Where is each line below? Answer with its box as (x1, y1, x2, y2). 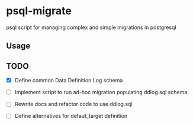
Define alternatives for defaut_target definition (14, 113, 128, 120)
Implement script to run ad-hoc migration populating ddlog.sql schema (14, 89, 188, 96)
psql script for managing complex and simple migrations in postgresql (6, 24, 176, 31)
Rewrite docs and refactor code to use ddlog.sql (14, 101, 133, 108)
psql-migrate (6, 4, 72, 18)
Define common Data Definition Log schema (14, 77, 123, 84)
